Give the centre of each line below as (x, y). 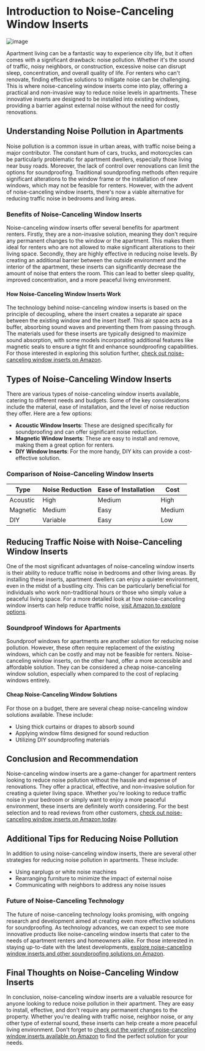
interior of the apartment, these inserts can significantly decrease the (94, 267)
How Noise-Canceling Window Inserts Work (64, 294)
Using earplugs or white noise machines (66, 872)
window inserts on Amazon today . (75, 819)
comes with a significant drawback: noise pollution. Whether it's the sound (100, 60)
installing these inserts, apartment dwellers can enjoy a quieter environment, (103, 579)
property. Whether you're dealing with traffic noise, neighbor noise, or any (100, 1017)
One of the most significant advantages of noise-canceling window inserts (100, 566)
